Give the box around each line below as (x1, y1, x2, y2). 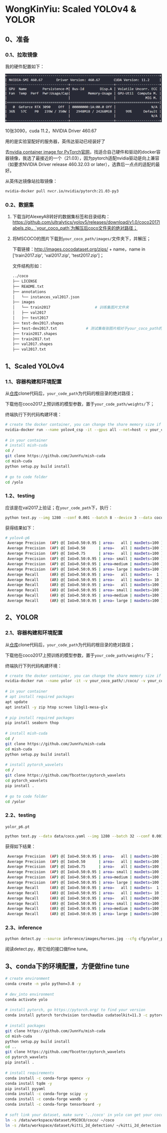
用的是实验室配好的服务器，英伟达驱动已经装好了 (5, 138, 105, 144)
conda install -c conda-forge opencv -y (5, 1075, 90, 1081)
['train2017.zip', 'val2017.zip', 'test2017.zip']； (12, 253, 104, 259)
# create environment (5, 976, 50, 981)
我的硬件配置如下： (5, 63, 45, 69)
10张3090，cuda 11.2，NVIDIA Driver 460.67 (5, 128, 97, 134)
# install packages (5, 1023, 46, 1029)
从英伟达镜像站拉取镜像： (5, 178, 58, 184)
